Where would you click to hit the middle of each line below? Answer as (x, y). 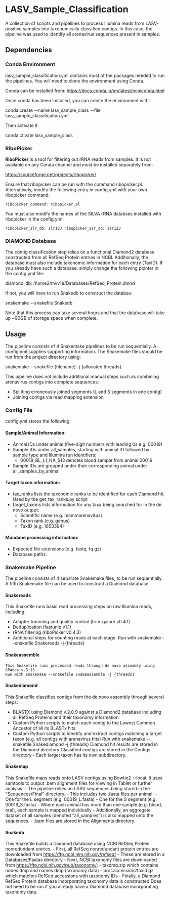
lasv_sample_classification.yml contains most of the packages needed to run (85, 75)
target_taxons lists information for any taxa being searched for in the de (87, 504)
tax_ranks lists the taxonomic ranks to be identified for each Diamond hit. (89, 494)
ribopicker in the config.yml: (35, 219)
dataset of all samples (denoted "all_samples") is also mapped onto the (79, 816)
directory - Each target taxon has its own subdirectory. (69, 755)
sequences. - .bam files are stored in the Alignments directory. (70, 821)
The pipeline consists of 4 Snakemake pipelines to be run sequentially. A (81, 346)
